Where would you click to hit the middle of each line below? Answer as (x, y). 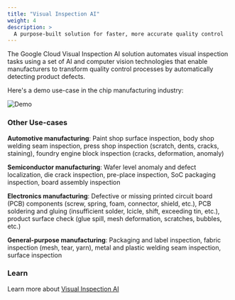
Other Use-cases (37, 123)
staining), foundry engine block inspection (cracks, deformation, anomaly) (116, 153)
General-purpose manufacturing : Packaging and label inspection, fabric (114, 240)
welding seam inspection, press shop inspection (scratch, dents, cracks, (113, 146)
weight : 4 (22, 21)
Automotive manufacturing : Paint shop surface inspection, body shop (111, 138)
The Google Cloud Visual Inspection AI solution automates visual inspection (118, 54)
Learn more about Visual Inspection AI (63, 289)
